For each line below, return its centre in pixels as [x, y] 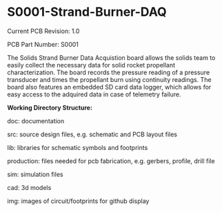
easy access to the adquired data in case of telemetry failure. [94, 94]
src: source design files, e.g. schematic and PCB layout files [92, 134]
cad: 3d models [29, 187]
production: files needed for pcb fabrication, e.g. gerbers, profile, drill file [111, 161]
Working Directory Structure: [50, 107]
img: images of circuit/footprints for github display [78, 201]
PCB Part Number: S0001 [43, 44]
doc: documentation [36, 120]
